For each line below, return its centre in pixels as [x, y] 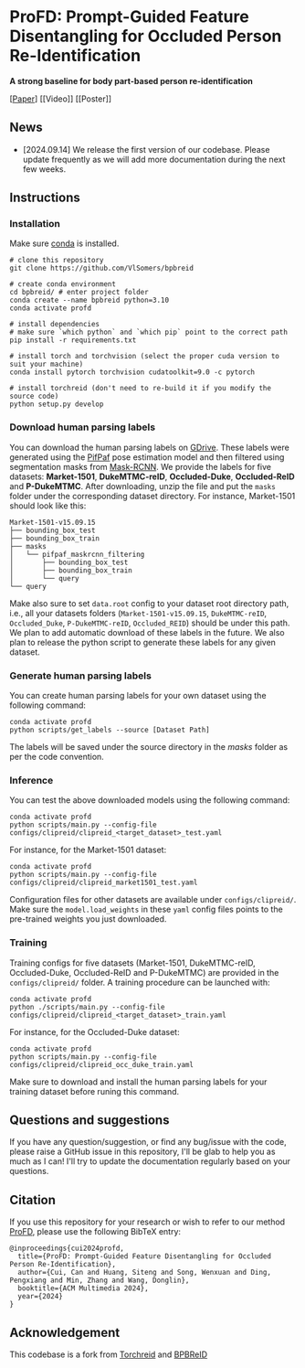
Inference [32, 780]
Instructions [45, 198]
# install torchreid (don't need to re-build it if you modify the [141, 389]
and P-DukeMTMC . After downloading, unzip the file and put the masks [142, 486]
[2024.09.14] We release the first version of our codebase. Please [146, 149]
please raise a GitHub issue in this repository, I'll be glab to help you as [142, 1152]
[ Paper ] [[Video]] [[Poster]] [61, 99]
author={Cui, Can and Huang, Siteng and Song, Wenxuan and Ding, [145, 1273]
